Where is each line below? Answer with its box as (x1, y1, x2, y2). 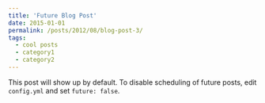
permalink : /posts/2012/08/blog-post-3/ (8, 26, 144, 34)
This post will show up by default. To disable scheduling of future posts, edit (8, 77, 257, 87)
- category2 (15, 56, 55, 64)
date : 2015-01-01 (8, 19, 66, 27)
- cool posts (15, 41, 59, 49)
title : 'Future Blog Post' (8, 11, 97, 20)
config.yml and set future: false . (8, 86, 120, 95)
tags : (8, 33, 26, 42)
